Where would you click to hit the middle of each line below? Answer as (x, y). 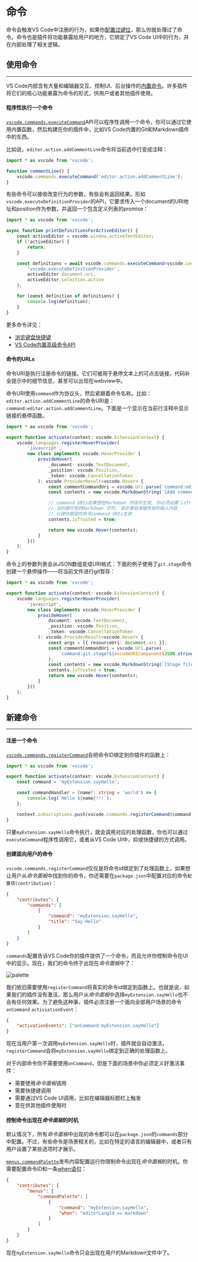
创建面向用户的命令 (29, 854)
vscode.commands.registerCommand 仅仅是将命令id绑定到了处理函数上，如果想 (98, 868)
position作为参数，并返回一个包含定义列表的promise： (82, 209)
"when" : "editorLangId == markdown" (104, 1213)
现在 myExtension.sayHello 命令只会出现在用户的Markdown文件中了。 (89, 1253)
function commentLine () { (38, 171)
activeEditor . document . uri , (62, 274)
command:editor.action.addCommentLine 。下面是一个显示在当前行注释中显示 (98, 408)
